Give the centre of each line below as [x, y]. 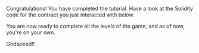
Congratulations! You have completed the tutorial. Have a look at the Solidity [100, 9]
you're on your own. [31, 32]
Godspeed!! [21, 44]
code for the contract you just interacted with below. [70, 15]
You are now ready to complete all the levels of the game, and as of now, [95, 26]
